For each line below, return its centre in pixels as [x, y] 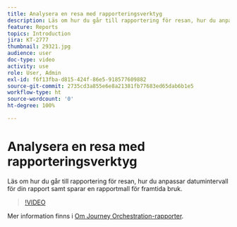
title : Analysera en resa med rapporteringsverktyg [85, 14]
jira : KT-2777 [28, 40]
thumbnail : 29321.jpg [39, 47]
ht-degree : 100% [31, 106]
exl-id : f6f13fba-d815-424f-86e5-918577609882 [77, 79]
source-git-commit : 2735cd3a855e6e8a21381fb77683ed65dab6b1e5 [101, 86]
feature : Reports [33, 27]
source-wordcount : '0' [41, 99]
